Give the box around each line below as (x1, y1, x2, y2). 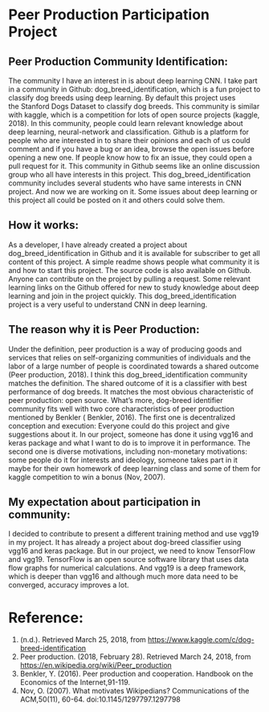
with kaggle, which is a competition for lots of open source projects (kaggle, (8, 110, 260, 120)
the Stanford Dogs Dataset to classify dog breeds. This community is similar (8, 102, 260, 111)
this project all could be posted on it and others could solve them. (8, 195, 225, 205)
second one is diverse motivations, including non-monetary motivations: (8, 446, 247, 456)
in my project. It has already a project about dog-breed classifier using (8, 538, 242, 547)
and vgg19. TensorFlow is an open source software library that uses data (8, 555, 249, 564)
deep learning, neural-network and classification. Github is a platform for (8, 127, 250, 136)
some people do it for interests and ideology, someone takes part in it (8, 455, 238, 465)
